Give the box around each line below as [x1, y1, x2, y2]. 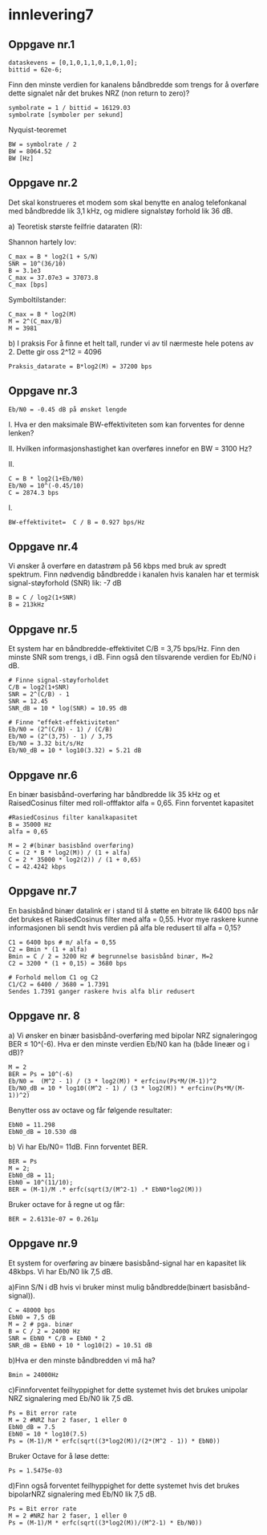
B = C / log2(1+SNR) [8, 593, 78, 602]
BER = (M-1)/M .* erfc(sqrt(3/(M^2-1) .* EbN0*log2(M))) [8, 1185, 203, 1193]
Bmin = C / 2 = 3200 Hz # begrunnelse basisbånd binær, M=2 [8, 952, 214, 960]
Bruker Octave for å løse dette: [8, 1451, 110, 1460]
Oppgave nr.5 [8, 622, 78, 636]
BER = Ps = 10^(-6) [8, 1070, 74, 1078]
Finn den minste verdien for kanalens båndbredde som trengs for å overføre [8, 80, 259, 89]
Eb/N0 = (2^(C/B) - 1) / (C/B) [8, 726, 113, 734]
